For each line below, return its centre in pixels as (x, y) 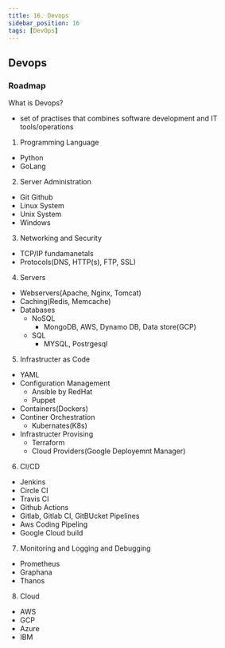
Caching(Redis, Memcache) (65, 302)
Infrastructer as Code (55, 359)
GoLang (33, 166)
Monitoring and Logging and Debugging (85, 548)
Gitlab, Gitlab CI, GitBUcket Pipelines (80, 516)
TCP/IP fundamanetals (56, 254)
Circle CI (34, 491)
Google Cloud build (51, 533)
